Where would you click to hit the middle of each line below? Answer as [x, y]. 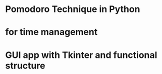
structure [25, 65]
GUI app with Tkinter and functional [81, 55]
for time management [51, 32]
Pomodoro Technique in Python [73, 9]
